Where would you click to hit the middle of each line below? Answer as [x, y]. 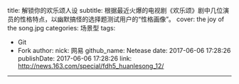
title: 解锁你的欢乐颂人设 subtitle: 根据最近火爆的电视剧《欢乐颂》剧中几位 [115, 10]
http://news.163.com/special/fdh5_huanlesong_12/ [91, 66]
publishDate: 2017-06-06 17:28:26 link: [75, 58]
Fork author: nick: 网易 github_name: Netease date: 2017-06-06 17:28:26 [124, 50]
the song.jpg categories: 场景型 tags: [62, 28]
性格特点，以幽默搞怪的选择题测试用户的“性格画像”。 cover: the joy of [122, 19]
